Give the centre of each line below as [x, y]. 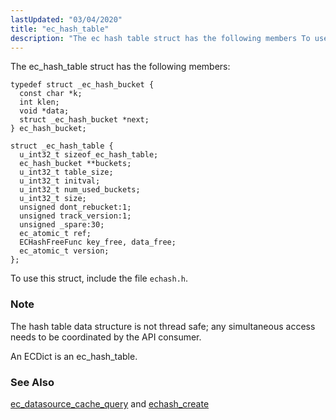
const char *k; [51, 94]
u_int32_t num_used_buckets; [80, 190]
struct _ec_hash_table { [62, 146]
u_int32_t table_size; [66, 172]
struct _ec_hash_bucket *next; [84, 120]
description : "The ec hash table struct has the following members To [160, 38]
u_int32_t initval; [60, 181]
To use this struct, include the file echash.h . [99, 278]
